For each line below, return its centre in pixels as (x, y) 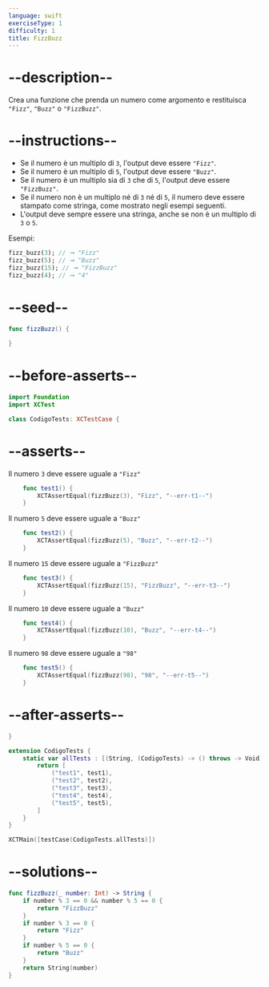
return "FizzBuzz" (68, 908)
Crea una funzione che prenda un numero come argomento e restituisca (127, 100)
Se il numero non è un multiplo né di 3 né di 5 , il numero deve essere (132, 197)
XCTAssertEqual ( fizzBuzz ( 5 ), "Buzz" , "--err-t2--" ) (125, 541)
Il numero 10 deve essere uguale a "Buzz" (76, 608)
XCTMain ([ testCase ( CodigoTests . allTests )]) (82, 840)
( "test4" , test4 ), (82, 795)
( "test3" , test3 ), (82, 788)
